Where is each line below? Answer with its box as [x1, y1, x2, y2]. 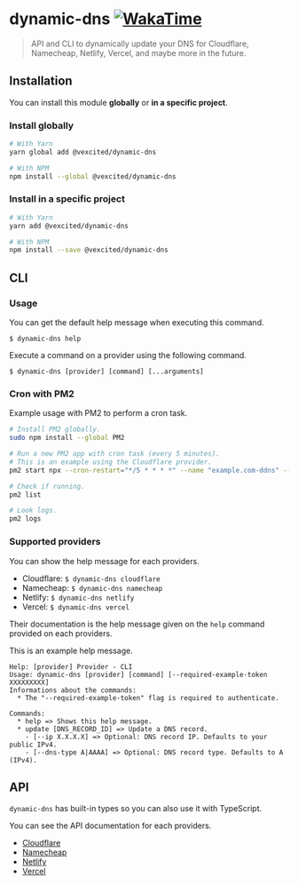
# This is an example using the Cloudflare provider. [9, 458, 213, 466]
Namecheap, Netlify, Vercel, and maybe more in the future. [30, 47, 247, 58]
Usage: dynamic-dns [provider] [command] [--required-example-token [9, 670, 268, 679]
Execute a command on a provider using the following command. [9, 350, 247, 361]
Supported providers [9, 536, 101, 548]
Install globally [9, 119, 74, 132]
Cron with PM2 [9, 387, 75, 400]
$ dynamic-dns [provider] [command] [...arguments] [9, 367, 204, 377]
